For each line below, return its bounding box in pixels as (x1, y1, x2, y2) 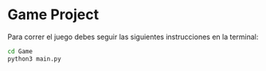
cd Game (7, 47, 33, 55)
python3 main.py (7, 54, 61, 63)
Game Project (7, 6, 100, 24)
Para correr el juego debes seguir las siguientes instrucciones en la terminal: (7, 32, 259, 41)
